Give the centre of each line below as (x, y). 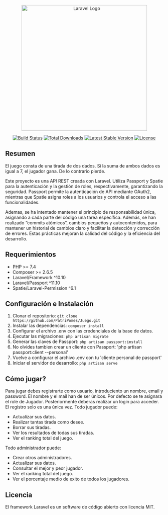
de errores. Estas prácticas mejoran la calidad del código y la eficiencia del (83, 233)
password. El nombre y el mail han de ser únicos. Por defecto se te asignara (83, 396)
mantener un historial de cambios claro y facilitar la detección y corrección (82, 228)
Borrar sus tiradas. (32, 427)
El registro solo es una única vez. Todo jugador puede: (61, 407)
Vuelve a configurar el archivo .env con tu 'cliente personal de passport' (87, 358)
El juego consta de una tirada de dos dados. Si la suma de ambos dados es (83, 165)
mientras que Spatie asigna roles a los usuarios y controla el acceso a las (81, 197)
